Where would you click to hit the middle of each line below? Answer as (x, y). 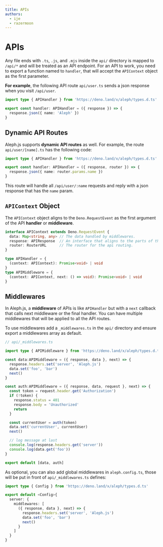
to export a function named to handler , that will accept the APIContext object (81, 71)
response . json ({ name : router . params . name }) (56, 172)
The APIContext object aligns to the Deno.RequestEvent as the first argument (81, 218)
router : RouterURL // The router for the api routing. (71, 246)
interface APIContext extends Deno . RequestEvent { (57, 232)
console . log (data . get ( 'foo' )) (40, 449)
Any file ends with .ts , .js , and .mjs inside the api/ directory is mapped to (80, 61)
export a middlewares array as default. (44, 333)
